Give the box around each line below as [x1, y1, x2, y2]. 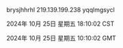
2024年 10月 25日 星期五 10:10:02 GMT [6, 34, 117, 42]
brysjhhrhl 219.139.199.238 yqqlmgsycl [6, 6, 115, 14]
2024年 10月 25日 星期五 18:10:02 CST [6, 20, 115, 28]
